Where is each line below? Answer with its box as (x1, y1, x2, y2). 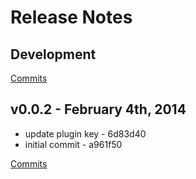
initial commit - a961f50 (24, 138, 123, 150)
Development (10, 46, 97, 63)
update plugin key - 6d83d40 (24, 127, 147, 140)
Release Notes (10, 6, 133, 29)
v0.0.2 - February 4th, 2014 (10, 101, 187, 118)
